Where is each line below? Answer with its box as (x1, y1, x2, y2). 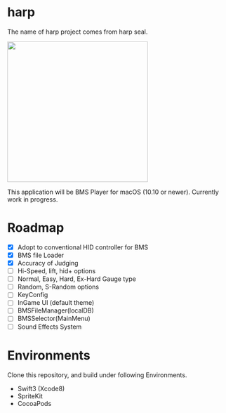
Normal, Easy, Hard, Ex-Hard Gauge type (17, 275, 137, 283)
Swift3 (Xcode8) (17, 384, 65, 393)
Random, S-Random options (17, 282, 100, 291)
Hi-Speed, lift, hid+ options (17, 267, 96, 275)
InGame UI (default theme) (17, 299, 95, 307)
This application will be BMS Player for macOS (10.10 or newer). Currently (7, 188, 219, 196)
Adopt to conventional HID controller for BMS (17, 243, 149, 251)
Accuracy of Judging (17, 259, 79, 267)
